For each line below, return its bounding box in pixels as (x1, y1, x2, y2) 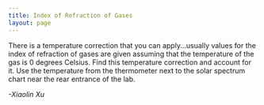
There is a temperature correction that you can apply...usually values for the (8, 40, 256, 50)
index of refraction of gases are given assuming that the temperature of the (8, 49, 254, 58)
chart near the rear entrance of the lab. (8, 74, 136, 84)
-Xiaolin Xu (8, 89, 45, 99)
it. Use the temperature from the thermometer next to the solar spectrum (8, 66, 246, 75)
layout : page (8, 19, 52, 27)
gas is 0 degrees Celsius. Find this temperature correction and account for (8, 57, 252, 67)
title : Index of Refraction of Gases (8, 11, 133, 20)
